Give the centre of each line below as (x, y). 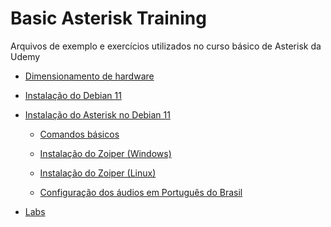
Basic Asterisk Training (108, 18)
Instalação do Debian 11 (73, 95)
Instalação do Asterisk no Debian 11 (97, 114)
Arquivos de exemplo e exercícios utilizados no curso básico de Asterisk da (166, 46)
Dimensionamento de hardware (89, 76)
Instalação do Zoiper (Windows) (105, 153)
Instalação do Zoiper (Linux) (98, 173)
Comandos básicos (79, 134)
